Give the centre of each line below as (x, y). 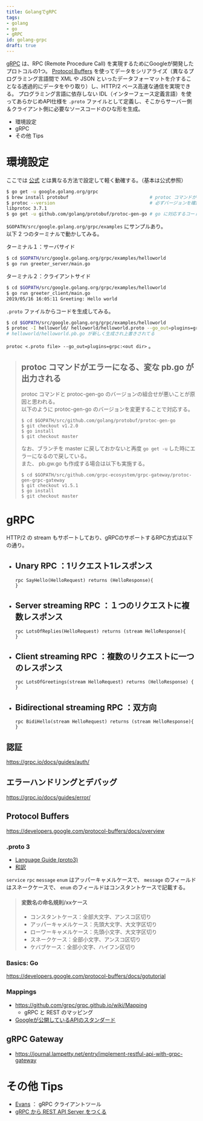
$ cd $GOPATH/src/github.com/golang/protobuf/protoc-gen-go (98, 421)
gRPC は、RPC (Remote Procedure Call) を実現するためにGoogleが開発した (100, 63)
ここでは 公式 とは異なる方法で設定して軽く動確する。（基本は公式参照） (96, 180)
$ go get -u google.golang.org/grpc (52, 192)
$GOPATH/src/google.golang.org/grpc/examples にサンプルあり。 (86, 227)
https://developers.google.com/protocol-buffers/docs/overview (85, 831)
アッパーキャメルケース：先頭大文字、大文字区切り (93, 925)
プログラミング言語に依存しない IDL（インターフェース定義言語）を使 (105, 94)
